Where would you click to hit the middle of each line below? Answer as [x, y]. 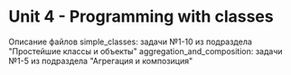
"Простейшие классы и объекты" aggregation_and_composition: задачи [145, 51]
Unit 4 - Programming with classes [141, 17]
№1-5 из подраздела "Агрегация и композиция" [101, 61]
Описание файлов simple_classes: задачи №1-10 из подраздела [130, 42]
